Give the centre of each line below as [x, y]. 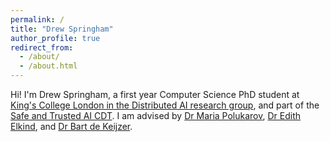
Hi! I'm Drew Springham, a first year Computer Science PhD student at [155, 94]
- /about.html [48, 66]
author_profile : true [55, 38]
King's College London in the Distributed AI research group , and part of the [165, 105]
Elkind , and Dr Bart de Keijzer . [71, 126]
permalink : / [37, 19]
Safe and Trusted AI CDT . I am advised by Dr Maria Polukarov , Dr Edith [156, 115]
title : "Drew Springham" [62, 29]
